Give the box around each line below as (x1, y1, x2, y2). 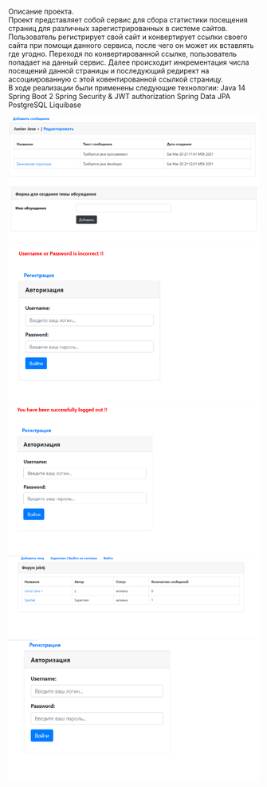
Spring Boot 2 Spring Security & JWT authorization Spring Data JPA (8, 92, 231, 101)
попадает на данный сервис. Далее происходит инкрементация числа (8, 58, 249, 67)
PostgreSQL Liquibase (8, 100, 82, 109)
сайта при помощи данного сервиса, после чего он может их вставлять (8, 41, 254, 50)
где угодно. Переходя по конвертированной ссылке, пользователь (8, 50, 238, 58)
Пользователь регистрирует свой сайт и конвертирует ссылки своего (8, 32, 248, 42)
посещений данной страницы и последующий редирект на (8, 66, 210, 75)
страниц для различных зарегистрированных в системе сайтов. (8, 24, 228, 33)
